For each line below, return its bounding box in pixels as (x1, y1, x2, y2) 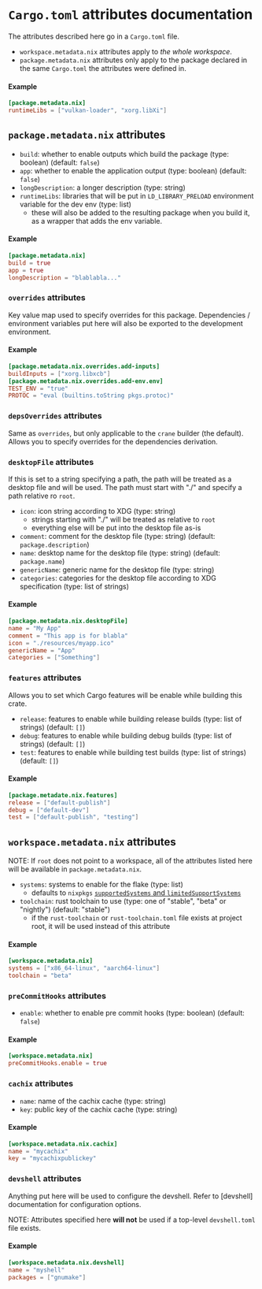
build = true (8, 258, 51, 267)
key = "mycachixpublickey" (8, 1154, 97, 1163)
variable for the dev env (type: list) (19, 199, 132, 209)
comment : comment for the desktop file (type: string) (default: (19, 531, 216, 540)
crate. (8, 699, 28, 708)
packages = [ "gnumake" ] (8, 1273, 87, 1281)
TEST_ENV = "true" (8, 384, 68, 392)
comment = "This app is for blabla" (8, 632, 128, 640)
